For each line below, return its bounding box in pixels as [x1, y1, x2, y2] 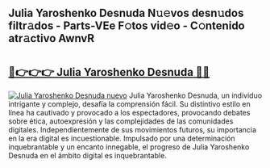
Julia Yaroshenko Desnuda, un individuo [128, 90, 263, 100]
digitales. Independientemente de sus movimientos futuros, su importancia [8, 125, 256, 134]
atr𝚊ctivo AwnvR [8, 31, 95, 45]
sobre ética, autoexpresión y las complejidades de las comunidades [8, 116, 234, 126]
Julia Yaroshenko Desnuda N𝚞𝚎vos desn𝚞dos [8, 6, 244, 20]
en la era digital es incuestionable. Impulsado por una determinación [8, 133, 235, 143]
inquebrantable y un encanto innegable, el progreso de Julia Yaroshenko [8, 142, 250, 152]
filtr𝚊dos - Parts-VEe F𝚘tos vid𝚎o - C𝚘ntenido [8, 19, 245, 33]
